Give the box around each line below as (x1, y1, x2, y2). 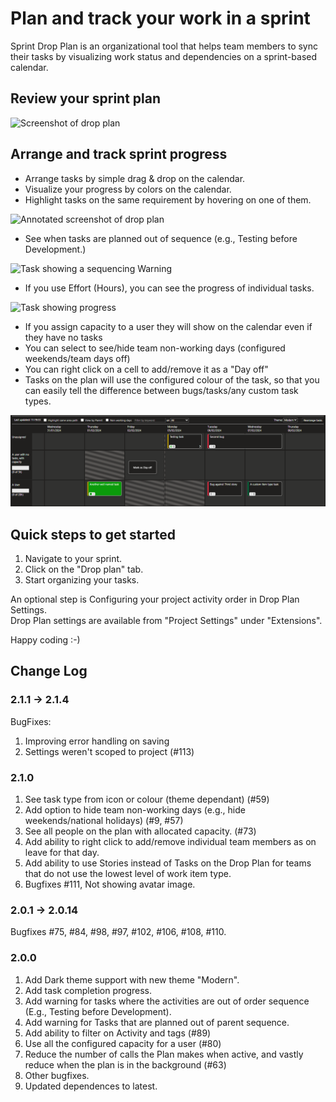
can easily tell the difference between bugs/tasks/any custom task (24, 384, 299, 396)
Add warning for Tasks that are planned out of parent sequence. (24, 1016, 290, 1028)
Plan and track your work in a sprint (10, 7, 311, 30)
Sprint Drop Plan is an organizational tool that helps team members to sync (10, 40, 318, 52)
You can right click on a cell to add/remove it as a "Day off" (24, 363, 269, 375)
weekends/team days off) (24, 352, 131, 364)
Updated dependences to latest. (24, 1080, 158, 1092)
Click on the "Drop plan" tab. (24, 563, 144, 576)
